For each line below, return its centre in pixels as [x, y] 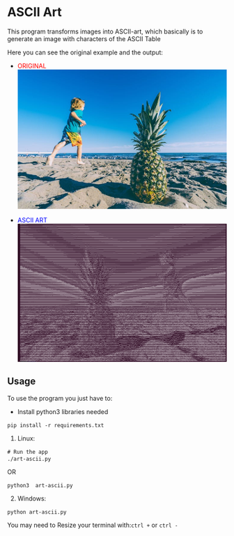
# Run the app [28, 452]
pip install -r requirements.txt [56, 425]
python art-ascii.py [37, 512]
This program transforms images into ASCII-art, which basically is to [105, 31]
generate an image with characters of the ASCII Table [84, 38]
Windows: [32, 498]
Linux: [26, 438]
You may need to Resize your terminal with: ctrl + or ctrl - [93, 525]
